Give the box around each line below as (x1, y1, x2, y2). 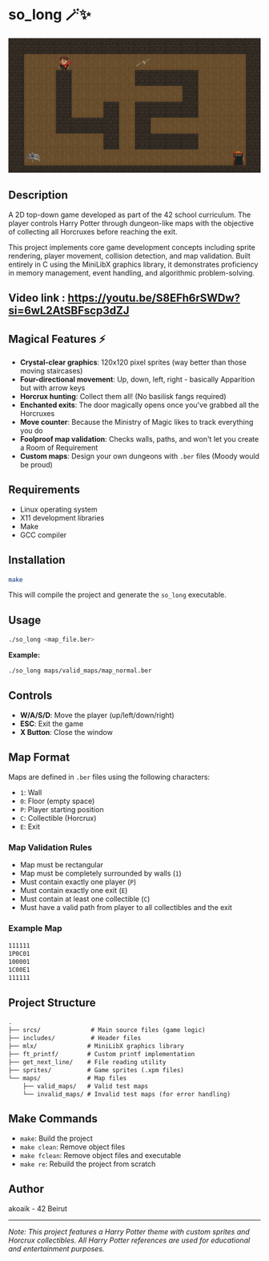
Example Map (8, 922, 62, 933)
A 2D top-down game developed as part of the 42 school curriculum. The (8, 210, 251, 219)
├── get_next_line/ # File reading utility (8, 1059, 167, 1067)
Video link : (8, 292, 66, 305)
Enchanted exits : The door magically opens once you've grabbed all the (19, 400, 259, 410)
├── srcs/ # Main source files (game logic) (8, 1026, 206, 1035)
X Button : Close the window (19, 727, 114, 737)
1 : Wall (19, 787, 42, 797)
